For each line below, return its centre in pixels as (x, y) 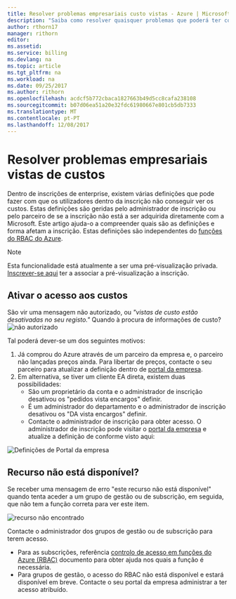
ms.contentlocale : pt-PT (44, 118)
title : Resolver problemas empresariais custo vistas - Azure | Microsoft (119, 14)
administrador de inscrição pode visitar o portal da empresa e (117, 429)
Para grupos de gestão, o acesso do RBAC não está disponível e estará (120, 575)
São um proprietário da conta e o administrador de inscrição (115, 392)
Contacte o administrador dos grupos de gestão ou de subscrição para (110, 532)
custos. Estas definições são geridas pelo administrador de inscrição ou (112, 209)
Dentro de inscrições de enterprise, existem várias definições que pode (111, 194)
